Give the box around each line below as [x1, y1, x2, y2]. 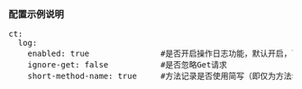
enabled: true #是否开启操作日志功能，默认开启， [27, 49, 292, 59]
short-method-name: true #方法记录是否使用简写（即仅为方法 [27, 71, 292, 82]
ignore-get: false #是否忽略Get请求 [27, 60, 227, 70]
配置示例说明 [8, 7, 65, 20]
